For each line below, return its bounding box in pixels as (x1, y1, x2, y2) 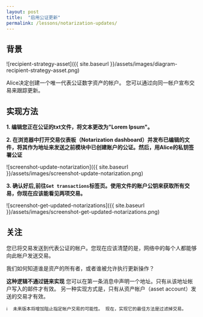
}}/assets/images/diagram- (110, 60, 178, 68)
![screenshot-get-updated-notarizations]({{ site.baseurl (6, 202, 145, 209)
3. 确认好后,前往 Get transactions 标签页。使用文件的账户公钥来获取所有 (6, 182, 185, 189)
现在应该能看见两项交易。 (22, 190, 86, 197)
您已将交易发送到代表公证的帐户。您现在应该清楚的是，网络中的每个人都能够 (6, 244, 197, 251)
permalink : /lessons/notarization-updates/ (6, 20, 118, 26)
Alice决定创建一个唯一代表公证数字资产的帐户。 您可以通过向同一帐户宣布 (6, 79, 190, 86)
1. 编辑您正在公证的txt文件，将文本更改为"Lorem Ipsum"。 (6, 123, 153, 130)
